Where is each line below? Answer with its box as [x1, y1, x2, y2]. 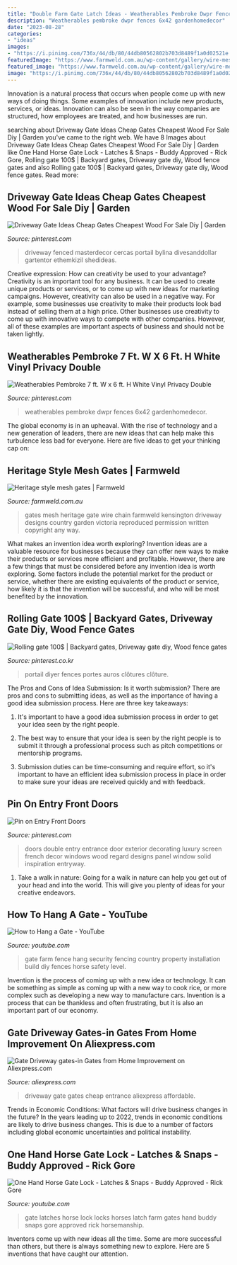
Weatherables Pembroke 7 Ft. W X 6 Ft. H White [7, 350, 221, 362]
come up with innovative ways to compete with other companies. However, [7, 314, 226, 323]
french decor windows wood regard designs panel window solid [24, 851, 212, 861]
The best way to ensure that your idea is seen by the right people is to [17, 734, 221, 742]
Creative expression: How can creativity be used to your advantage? [7, 270, 207, 278]
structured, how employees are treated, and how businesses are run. [7, 111, 208, 120]
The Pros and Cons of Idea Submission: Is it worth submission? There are [7, 683, 221, 692]
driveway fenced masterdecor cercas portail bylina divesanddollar [24, 249, 217, 257]
